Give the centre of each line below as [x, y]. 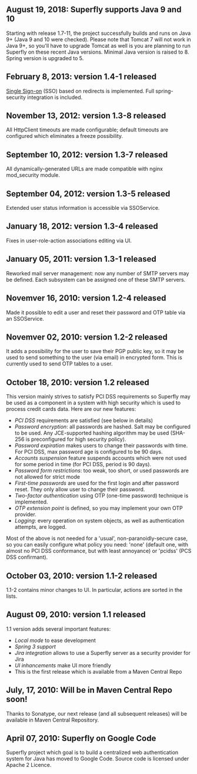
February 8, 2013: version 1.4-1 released [81, 77]
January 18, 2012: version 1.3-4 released [82, 226]
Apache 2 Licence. [29, 765]
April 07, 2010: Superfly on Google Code [81, 738]
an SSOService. [25, 318]
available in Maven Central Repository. [52, 720]
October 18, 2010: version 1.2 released [78, 382]
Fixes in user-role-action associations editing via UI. [69, 241]
